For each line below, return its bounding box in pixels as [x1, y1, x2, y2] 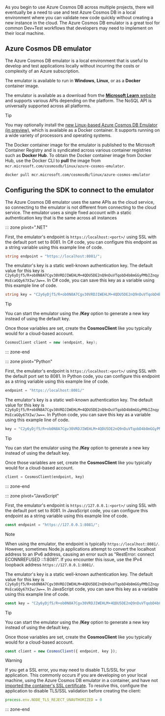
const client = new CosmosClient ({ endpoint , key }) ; [5, 649, 118, 654]
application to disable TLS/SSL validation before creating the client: [5, 688, 141, 694]
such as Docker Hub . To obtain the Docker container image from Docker [5, 152, 152, 158]
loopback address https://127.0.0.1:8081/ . [5, 561, 95, 567]
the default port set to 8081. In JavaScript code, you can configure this [5, 507, 148, 513]
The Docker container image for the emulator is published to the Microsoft [5, 142, 155, 148]
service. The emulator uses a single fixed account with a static [5, 209, 132, 216]
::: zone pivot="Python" [5, 359, 53, 365]
